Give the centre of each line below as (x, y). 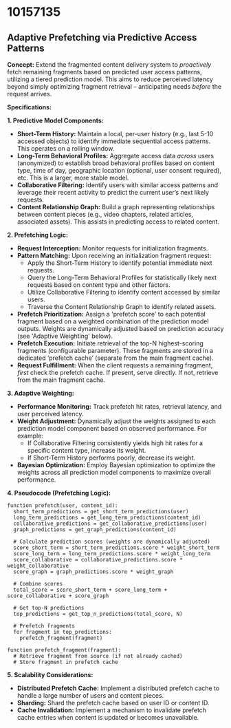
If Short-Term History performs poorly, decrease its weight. (111, 458)
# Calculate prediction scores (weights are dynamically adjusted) (112, 542)
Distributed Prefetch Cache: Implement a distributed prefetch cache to (118, 688)
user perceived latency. (50, 414)
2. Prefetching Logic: (38, 235)
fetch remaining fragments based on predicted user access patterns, (104, 72)
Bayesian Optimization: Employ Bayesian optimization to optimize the (116, 465)
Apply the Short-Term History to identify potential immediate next (120, 263)
